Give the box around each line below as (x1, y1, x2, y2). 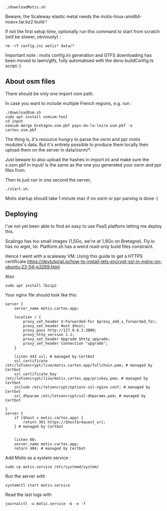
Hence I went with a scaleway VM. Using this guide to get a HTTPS (5, 253, 143, 259)
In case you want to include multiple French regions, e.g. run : (5, 100, 132, 106)
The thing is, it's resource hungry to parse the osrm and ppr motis (5, 136, 141, 142)
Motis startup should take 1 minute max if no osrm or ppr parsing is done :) (5, 195, 159, 201)
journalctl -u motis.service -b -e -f (5, 501, 86, 506)
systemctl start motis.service (5, 482, 70, 487)
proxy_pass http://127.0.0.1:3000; (23, 327, 97, 332)
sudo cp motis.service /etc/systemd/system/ (5, 464, 99, 469)
